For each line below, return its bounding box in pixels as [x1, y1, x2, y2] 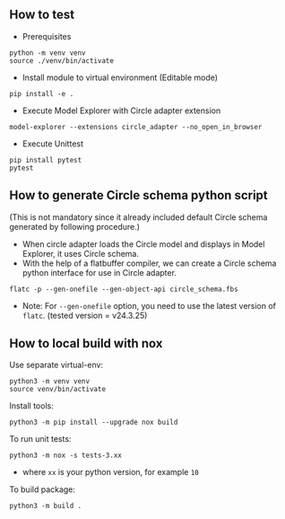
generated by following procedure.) [9, 221, 141, 232]
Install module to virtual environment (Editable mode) [22, 72, 218, 83]
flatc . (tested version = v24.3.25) [22, 310, 148, 321]
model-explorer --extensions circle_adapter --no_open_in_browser [9, 122, 263, 131]
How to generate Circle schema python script [9, 188, 269, 203]
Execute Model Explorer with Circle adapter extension [22, 105, 221, 116]
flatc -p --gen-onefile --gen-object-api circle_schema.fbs [9, 285, 239, 294]
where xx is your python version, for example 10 [22, 467, 199, 478]
